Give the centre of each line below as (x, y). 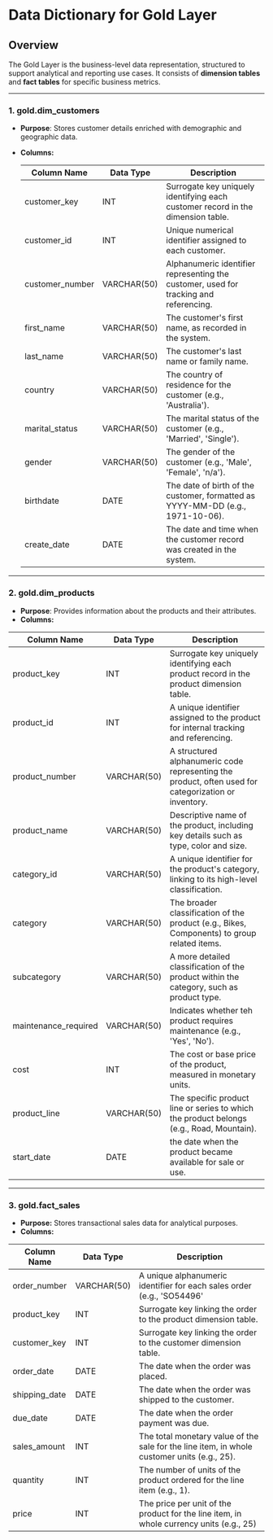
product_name (40, 830)
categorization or (202, 791)
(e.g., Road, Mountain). (213, 1128)
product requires (201, 1021)
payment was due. (174, 1423)
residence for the (199, 385)
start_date (32, 1157)
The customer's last (204, 352)
